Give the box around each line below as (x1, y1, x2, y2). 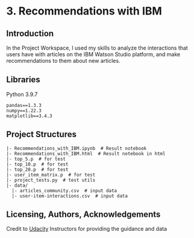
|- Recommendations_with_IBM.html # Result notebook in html (6, 150, 166, 156)
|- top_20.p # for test (6, 166, 69, 173)
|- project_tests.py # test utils (6, 177, 96, 183)
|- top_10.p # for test (6, 161, 69, 167)
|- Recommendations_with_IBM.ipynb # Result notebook (6, 145, 147, 152)
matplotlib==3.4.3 (6, 113, 52, 119)
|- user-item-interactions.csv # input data (11, 193, 128, 199)
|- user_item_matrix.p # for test (6, 172, 96, 178)
